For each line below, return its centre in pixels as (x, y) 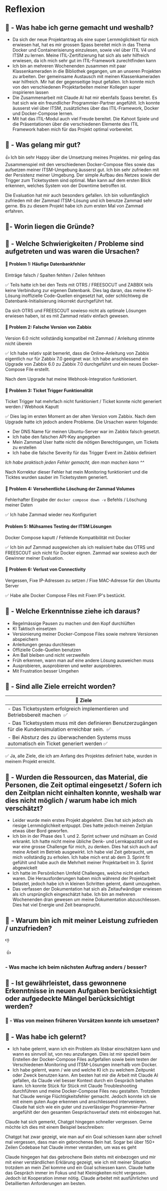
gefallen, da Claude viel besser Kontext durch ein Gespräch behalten (83, 1081)
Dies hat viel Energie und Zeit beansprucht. (56, 905)
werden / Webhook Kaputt (32, 407)
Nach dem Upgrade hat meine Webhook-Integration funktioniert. (71, 379)
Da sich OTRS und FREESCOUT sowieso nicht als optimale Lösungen (76, 310)
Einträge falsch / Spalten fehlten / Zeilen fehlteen (55, 275)
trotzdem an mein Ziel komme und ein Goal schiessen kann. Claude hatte (80, 1168)
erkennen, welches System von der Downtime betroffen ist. (66, 186)
